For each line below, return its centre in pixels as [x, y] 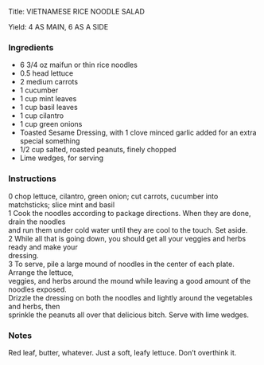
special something [50, 141]
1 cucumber [39, 90]
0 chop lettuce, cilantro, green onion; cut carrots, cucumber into [113, 196]
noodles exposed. [38, 289]
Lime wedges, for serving [62, 158]
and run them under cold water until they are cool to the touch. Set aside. [128, 230]
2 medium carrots [49, 82]
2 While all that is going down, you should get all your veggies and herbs [127, 238]
